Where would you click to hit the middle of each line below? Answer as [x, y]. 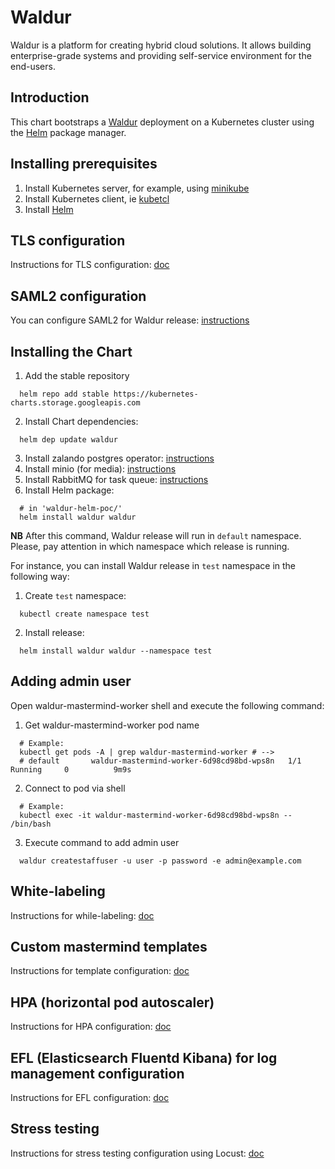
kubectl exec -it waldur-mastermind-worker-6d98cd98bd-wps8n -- [156, 815]
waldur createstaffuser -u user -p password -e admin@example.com [160, 861]
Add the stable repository [77, 375]
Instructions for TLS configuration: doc [90, 265]
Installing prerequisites [84, 164]
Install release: [54, 632]
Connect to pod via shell [75, 788]
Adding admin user [71, 681]
